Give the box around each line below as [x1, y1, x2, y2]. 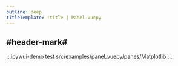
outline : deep [6, 8, 42, 15]
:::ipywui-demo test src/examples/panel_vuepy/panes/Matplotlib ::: [6, 53, 173, 61]
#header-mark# [6, 37, 68, 47]
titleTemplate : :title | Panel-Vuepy [6, 15, 102, 21]
